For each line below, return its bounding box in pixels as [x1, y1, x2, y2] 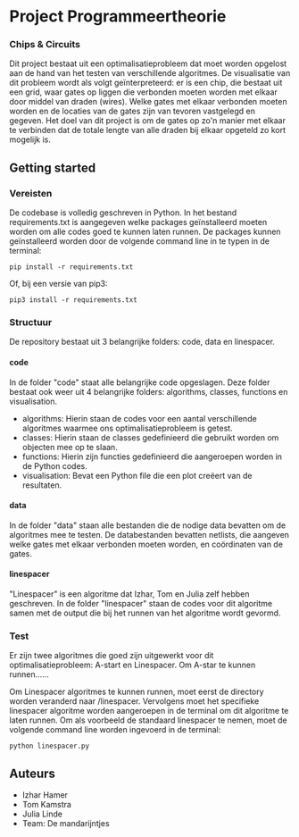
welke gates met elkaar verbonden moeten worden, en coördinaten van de [9, 539, 284, 549]
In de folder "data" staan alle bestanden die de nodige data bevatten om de [9, 520, 287, 531]
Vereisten [9, 187, 53, 199]
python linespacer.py [9, 741, 90, 751]
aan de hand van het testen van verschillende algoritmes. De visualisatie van [9, 68, 291, 79]
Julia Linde [21, 808, 62, 819]
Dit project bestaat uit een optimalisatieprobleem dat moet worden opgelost [9, 58, 287, 69]
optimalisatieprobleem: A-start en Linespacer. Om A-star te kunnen [9, 659, 256, 671]
